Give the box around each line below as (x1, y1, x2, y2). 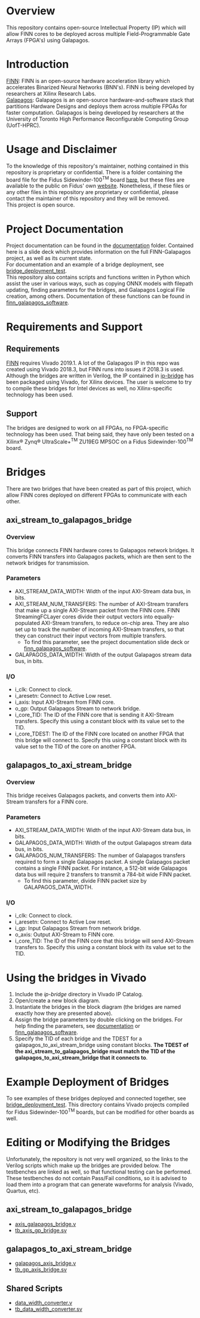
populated (14, 619, 41, 626)
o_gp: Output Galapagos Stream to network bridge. (14, 705, 141, 712)
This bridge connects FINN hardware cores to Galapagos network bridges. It (6, 546, 195, 553)
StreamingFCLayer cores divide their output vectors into (14, 613, 153, 620)
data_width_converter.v (14, 1299, 73, 1307)
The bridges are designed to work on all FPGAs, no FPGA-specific (6, 424, 169, 432)
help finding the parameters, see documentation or (14, 1023, 140, 1030)
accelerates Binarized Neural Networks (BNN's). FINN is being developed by (6, 84, 195, 91)
